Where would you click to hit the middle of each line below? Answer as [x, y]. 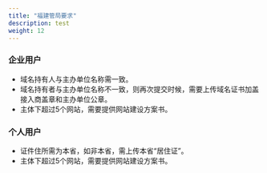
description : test [39, 23]
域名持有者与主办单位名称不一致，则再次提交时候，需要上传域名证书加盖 [139, 89]
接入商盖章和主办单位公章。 [66, 99]
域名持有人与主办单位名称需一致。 [76, 79]
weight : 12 [26, 30]
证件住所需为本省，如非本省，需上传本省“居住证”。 [104, 151]
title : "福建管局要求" [42, 16]
